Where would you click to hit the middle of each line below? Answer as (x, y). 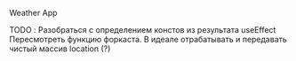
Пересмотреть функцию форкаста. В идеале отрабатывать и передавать (148, 39)
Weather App (33, 13)
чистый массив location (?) (60, 49)
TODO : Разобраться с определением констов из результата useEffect (143, 30)
